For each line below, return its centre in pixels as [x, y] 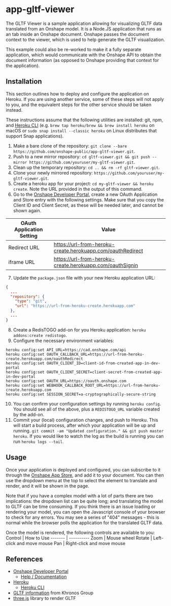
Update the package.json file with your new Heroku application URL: [84, 278]
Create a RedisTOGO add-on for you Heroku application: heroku [79, 330]
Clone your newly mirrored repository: [53, 173]
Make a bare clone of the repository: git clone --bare [70, 146]
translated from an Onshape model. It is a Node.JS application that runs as [84, 28]
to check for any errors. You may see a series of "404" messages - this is [82, 517]
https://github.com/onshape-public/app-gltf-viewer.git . [74, 151]
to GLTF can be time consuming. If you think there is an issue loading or [81, 507]
